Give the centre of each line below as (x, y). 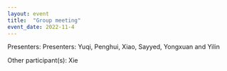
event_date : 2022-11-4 (41, 27)
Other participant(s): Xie (43, 60)
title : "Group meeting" (44, 20)
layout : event (28, 14)
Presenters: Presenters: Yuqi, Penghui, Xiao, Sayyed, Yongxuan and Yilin (114, 47)
